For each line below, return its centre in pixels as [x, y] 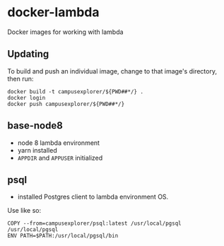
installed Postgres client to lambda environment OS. [93, 197]
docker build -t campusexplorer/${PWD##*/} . [75, 92]
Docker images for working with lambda [65, 32]
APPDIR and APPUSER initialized [60, 158]
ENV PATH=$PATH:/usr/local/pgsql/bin [63, 236]
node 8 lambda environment [59, 143]
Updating [28, 54]
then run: [20, 78]
